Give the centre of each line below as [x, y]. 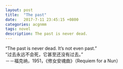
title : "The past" [26, 15]
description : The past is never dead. [46, 34]
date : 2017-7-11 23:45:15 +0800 [42, 19]
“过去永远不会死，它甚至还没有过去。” [44, 54]
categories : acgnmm [26, 24]
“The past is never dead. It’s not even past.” [51, 48]
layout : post [19, 10]
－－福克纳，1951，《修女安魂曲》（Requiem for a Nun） [63, 61]
